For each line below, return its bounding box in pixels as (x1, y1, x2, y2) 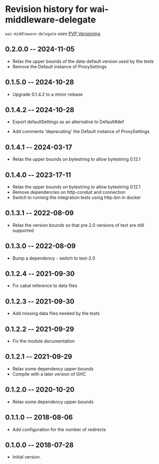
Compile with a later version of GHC (12, 371, 86, 377)
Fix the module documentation (12, 338, 76, 344)
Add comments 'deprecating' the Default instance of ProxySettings (12, 129, 150, 135)
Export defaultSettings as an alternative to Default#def (12, 119, 124, 125)
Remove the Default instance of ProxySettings (12, 63, 107, 69)
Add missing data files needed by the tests (12, 310, 100, 316)
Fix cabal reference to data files (12, 283, 78, 289)
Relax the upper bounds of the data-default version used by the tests (12, 58, 154, 64)
